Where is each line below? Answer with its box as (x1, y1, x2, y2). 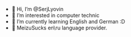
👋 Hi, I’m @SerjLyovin (11, 6, 63, 12)
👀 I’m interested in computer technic (11, 12, 100, 19)
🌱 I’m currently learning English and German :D (11, 18, 125, 25)
